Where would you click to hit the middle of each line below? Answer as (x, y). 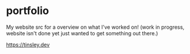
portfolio (28, 11)
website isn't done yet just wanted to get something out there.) (82, 33)
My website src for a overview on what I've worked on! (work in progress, (95, 27)
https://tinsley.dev (28, 45)
